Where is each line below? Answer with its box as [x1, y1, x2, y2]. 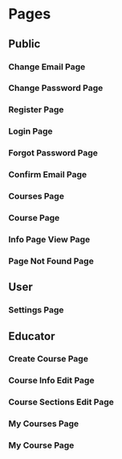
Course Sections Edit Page [8, 396, 115, 407]
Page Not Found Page [8, 255, 94, 267]
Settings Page [8, 304, 64, 316]
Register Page [8, 104, 64, 115]
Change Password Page [8, 82, 104, 93]
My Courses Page [8, 418, 79, 429]
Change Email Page [8, 61, 86, 72]
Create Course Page [8, 354, 88, 365]
